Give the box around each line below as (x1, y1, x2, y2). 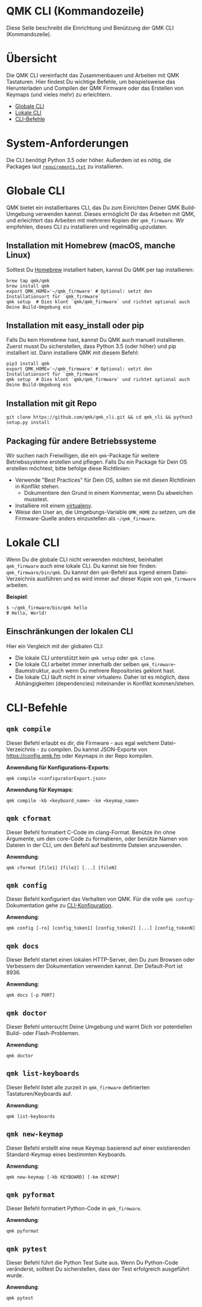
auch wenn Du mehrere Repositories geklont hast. (51, 667, 176, 674)
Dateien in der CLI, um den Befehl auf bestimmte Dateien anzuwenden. (6, 841, 183, 848)
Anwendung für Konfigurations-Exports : (6, 764, 110, 771)
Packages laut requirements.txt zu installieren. (6, 163, 124, 170)
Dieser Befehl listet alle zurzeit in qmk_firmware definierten (6, 1083, 150, 1091)
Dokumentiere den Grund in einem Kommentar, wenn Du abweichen (24, 490, 193, 496)
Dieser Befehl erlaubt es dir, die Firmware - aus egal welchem (6, 739, 160, 746)
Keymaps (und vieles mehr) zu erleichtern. (6, 90, 112, 98)
